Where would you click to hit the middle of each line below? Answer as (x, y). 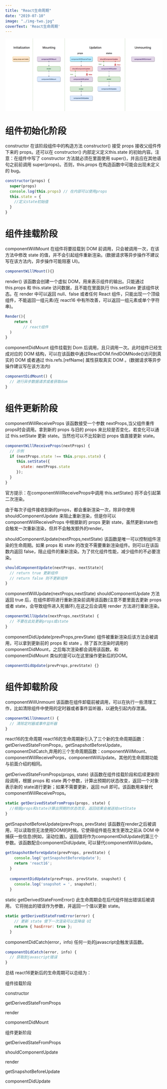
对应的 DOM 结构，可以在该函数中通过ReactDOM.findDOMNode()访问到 (83, 354)
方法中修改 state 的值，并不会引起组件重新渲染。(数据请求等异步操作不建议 (82, 255)
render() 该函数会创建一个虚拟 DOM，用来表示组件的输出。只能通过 (75, 281)
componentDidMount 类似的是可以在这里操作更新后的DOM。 (68, 655)
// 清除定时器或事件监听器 (33, 723)
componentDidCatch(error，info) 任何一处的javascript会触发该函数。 (76, 942)
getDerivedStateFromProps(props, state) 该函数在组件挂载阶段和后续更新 (80, 774)
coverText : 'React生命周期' (33, 26)
